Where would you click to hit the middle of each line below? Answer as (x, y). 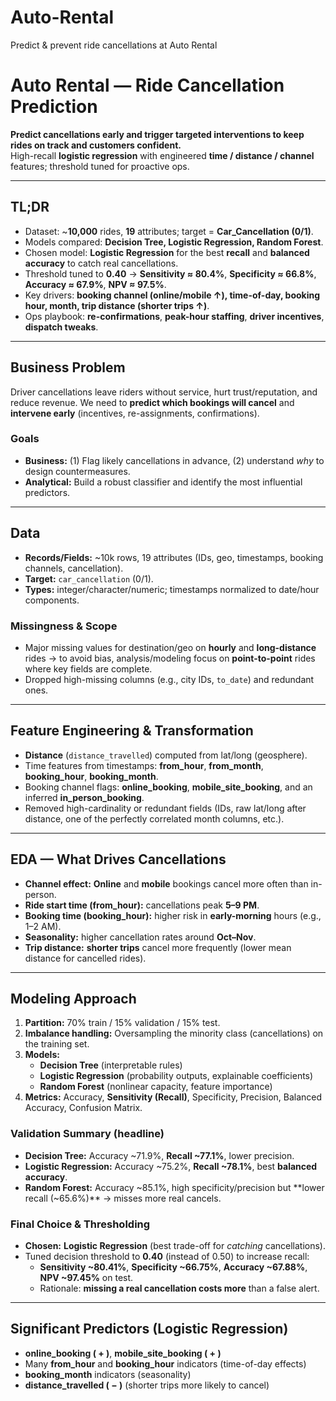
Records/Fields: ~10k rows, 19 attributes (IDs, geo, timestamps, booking (174, 557)
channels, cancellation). (74, 568)
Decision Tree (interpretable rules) (111, 1065)
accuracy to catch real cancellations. (101, 263)
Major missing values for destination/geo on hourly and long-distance (170, 647)
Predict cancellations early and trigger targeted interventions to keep (157, 134)
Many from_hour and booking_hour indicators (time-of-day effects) (165, 1363)
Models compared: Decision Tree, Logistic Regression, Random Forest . (174, 242)
